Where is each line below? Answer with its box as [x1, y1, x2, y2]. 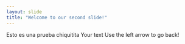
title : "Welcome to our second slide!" [6, 14, 108, 20]
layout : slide [6, 8, 43, 15]
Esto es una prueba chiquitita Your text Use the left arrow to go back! [6, 31, 180, 38]
